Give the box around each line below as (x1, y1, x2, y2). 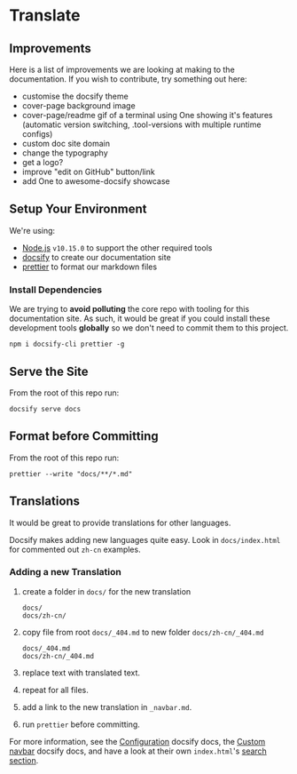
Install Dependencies (9, 283, 103, 296)
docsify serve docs (9, 404, 82, 413)
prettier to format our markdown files (21, 261, 158, 272)
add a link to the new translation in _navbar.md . (21, 701, 192, 712)
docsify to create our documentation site (21, 251, 171, 262)
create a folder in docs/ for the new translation (21, 586, 191, 596)
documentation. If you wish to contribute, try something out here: (9, 74, 247, 84)
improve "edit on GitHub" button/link (21, 166, 155, 177)
